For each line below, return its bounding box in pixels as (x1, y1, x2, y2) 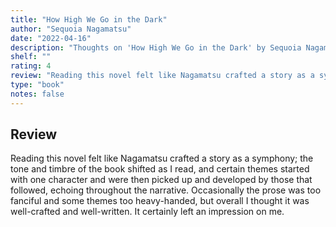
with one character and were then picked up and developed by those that (10, 174, 313, 186)
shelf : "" (10, 52, 52, 62)
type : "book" (10, 80, 65, 90)
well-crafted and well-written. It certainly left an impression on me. (10, 206, 285, 218)
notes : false (10, 89, 65, 99)
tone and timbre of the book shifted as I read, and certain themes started (10, 163, 310, 175)
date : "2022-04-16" (10, 33, 92, 43)
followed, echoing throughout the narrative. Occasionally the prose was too (10, 184, 322, 196)
